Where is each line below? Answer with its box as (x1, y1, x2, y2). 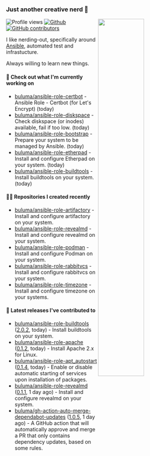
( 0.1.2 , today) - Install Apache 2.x (14, 345, 95, 352)
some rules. (14, 444, 43, 451)
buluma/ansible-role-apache (14, 338, 83, 345)
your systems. (14, 293, 49, 301)
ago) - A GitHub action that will (14, 419, 89, 427)
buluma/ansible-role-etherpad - (14, 149, 92, 156)
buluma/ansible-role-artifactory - (14, 206, 95, 213)
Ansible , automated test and (6, 42, 74, 49)
